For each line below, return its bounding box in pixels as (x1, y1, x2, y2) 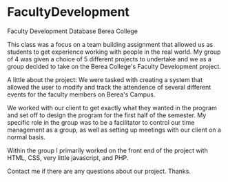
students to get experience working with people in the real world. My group (7, 48, 221, 56)
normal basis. (7, 132, 46, 141)
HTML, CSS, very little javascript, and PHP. (7, 153, 129, 162)
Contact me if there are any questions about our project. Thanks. (7, 167, 191, 175)
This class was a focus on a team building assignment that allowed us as (7, 40, 214, 48)
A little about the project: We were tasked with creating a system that (7, 75, 203, 83)
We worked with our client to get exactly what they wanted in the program (7, 103, 217, 112)
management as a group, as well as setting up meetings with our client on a (7, 125, 222, 134)
